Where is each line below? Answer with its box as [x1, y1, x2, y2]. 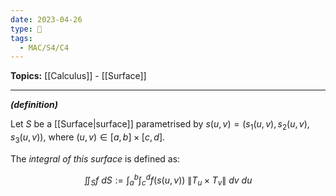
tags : [10, 33, 33, 43]
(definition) [10, 99, 58, 111]
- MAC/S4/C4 [19, 42, 70, 53]
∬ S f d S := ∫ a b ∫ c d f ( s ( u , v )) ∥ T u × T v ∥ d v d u [83, 172, 253, 188]
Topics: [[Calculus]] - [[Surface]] [10, 70, 147, 82]
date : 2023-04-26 [10, 14, 83, 25]
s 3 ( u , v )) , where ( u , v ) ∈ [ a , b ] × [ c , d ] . [10, 131, 166, 145]
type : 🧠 [10, 24, 43, 34]
